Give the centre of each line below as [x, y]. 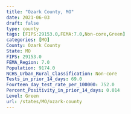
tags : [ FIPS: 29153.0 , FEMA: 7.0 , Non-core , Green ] [66, 34]
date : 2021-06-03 [28, 17]
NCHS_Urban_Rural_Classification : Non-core [62, 74]
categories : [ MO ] [28, 40]
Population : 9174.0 [31, 68]
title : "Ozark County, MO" [40, 12]
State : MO [19, 51]
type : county [23, 29]
